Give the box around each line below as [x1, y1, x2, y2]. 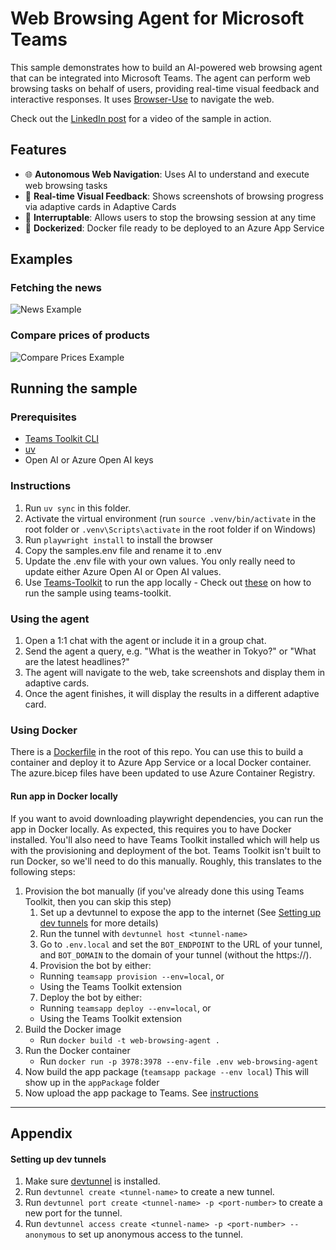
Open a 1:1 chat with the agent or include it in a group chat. [24, 635, 267, 647]
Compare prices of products [10, 328, 150, 342]
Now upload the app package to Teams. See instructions [24, 1087, 259, 1099]
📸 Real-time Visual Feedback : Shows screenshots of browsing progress [24, 190, 324, 202]
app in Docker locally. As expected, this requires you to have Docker [10, 823, 292, 835]
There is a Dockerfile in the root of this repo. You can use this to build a [10, 746, 304, 758]
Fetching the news [10, 281, 102, 295]
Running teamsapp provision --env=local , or [39, 970, 225, 982]
